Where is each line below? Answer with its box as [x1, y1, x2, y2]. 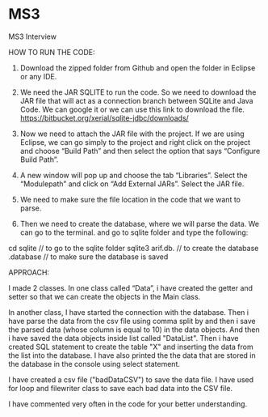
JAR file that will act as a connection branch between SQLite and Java [19, 96, 253, 105]
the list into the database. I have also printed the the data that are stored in [8, 350, 256, 360]
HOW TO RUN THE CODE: [8, 47, 95, 57]
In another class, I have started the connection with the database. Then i [8, 307, 249, 317]
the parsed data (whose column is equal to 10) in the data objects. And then [8, 325, 260, 334]
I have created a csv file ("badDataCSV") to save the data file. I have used [8, 374, 254, 385]
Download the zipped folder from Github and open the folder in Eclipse [19, 62, 256, 73]
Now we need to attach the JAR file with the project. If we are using [19, 129, 245, 138]
